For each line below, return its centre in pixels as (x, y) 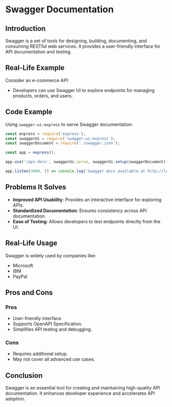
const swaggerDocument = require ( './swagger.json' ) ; (63, 143)
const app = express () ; (31, 153)
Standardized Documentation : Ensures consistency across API (80, 210)
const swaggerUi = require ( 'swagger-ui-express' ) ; (60, 138)
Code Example (29, 112)
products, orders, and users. (43, 96)
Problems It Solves (36, 187)
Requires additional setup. (40, 354)
